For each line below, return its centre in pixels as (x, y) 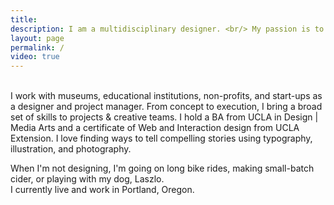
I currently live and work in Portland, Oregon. (102, 190)
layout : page (37, 38)
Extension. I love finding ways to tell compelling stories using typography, (161, 138)
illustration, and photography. (71, 149)
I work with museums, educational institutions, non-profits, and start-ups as (166, 96)
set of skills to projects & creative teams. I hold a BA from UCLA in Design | (164, 117)
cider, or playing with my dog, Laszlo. (87, 179)
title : (24, 19)
